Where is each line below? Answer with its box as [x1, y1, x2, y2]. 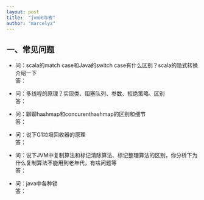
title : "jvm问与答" [6, 15, 56, 21]
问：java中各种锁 [15, 180, 58, 187]
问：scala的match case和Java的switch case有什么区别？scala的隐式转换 [15, 62, 199, 69]
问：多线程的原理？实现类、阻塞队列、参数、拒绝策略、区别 [15, 90, 165, 98]
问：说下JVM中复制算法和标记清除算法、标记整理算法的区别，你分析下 [15, 152, 193, 159]
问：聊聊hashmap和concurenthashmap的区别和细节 [15, 110, 146, 118]
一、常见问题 [6, 44, 55, 55]
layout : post [6, 9, 40, 15]
